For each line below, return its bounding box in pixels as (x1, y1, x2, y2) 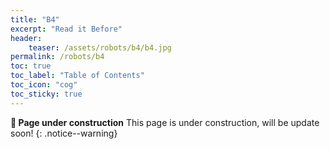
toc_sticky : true (10, 89, 83, 99)
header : (10, 33, 43, 43)
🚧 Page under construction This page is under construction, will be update (10, 116, 320, 128)
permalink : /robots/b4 (10, 52, 105, 62)
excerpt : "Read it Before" (10, 24, 123, 34)
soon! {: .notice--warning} (10, 127, 118, 139)
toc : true (10, 61, 52, 71)
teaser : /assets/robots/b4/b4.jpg (28, 42, 172, 53)
